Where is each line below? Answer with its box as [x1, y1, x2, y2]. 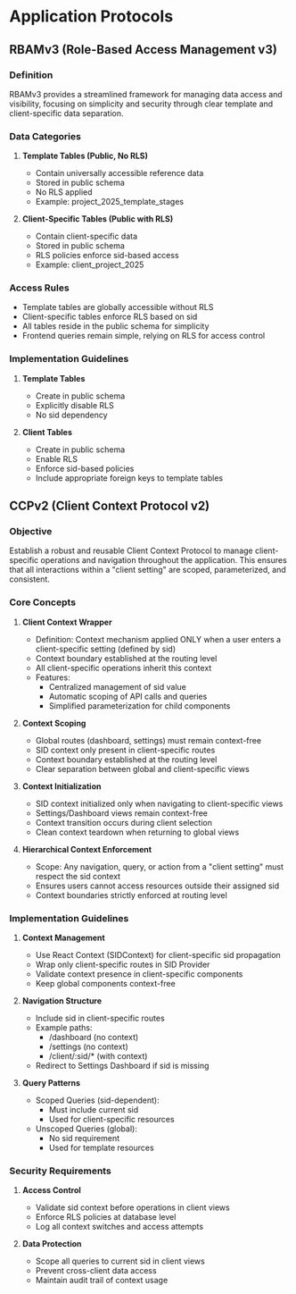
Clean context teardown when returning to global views [35, 827, 240, 837]
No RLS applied [35, 187, 93, 197]
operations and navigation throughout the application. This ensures [40, 555, 287, 566]
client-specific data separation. [9, 107, 124, 118]
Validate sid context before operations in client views [35, 1202, 230, 1213]
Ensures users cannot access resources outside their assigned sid [35, 880, 279, 891]
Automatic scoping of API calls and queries [48, 691, 208, 702]
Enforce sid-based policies [35, 463, 135, 474]
